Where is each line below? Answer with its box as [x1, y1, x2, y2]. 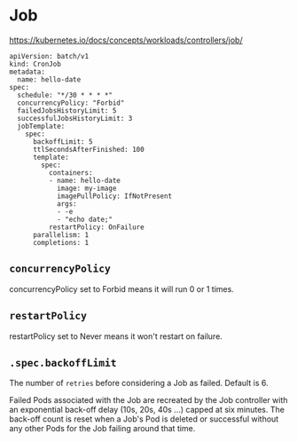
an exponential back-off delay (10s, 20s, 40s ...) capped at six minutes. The [9, 405, 285, 415]
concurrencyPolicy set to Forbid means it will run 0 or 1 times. [9, 283, 235, 294]
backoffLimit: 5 [32, 137, 93, 146]
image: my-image [56, 184, 117, 193]
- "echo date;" [56, 215, 113, 224]
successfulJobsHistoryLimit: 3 [17, 114, 133, 122]
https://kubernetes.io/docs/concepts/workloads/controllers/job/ [9, 35, 243, 45]
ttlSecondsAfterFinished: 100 [32, 145, 145, 154]
